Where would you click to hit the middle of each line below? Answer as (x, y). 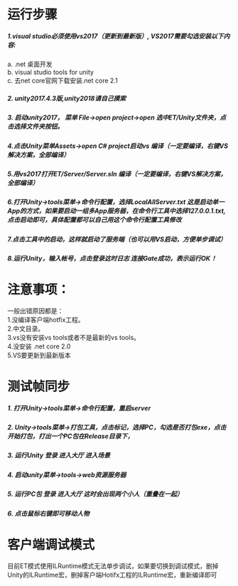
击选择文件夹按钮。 (36, 127)
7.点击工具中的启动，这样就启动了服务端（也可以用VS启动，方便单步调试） (117, 239)
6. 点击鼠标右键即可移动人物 (49, 513)
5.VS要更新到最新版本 (39, 355)
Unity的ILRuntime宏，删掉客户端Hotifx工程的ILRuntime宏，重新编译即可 (112, 575)
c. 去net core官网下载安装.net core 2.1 (63, 81)
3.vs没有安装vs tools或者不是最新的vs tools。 (74, 337)
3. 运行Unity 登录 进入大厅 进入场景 (59, 455)
